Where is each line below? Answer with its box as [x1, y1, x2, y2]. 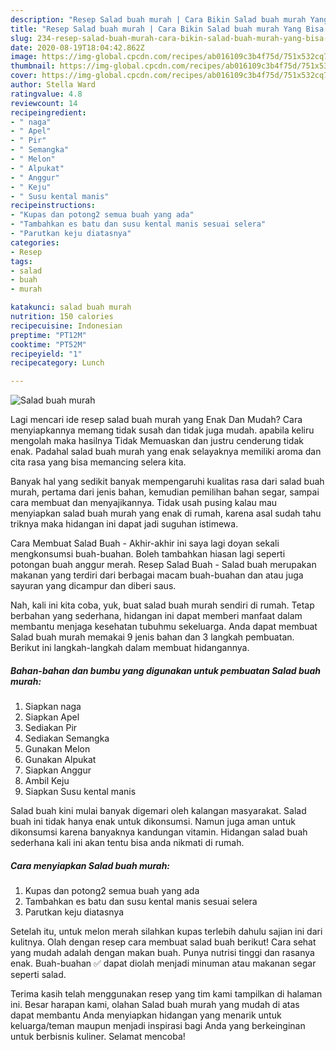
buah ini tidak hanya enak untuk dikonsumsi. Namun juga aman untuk [10, 816, 296, 828]
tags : [10, 256, 33, 266]
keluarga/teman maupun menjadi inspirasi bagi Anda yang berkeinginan [10, 1020, 306, 1032]
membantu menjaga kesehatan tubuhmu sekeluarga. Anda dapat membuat [10, 621, 318, 633]
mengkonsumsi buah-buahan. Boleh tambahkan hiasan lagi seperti [10, 548, 286, 560]
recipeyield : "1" [10, 349, 83, 359]
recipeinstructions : [10, 201, 97, 211]
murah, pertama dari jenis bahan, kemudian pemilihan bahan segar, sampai [10, 486, 320, 498]
